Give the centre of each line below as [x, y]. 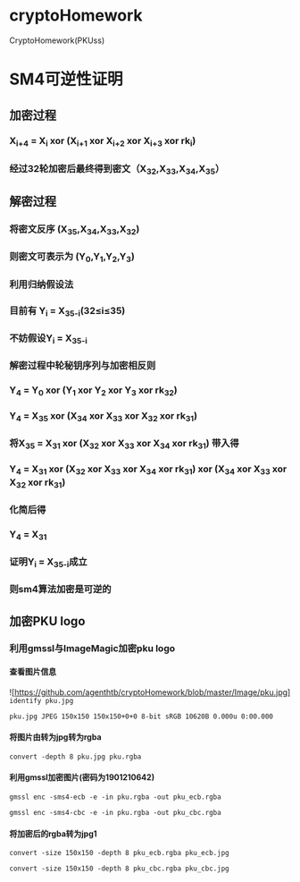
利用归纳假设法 [42, 284]
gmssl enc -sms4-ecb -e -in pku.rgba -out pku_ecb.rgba [115, 797]
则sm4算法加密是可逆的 [60, 589]
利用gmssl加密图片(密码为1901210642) [82, 777]
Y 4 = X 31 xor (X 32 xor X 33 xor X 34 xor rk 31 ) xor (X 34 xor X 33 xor [148, 470]
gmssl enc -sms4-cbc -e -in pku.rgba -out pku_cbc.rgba [115, 813]
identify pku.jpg [42, 700]
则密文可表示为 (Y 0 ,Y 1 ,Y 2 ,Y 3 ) [72, 258]
